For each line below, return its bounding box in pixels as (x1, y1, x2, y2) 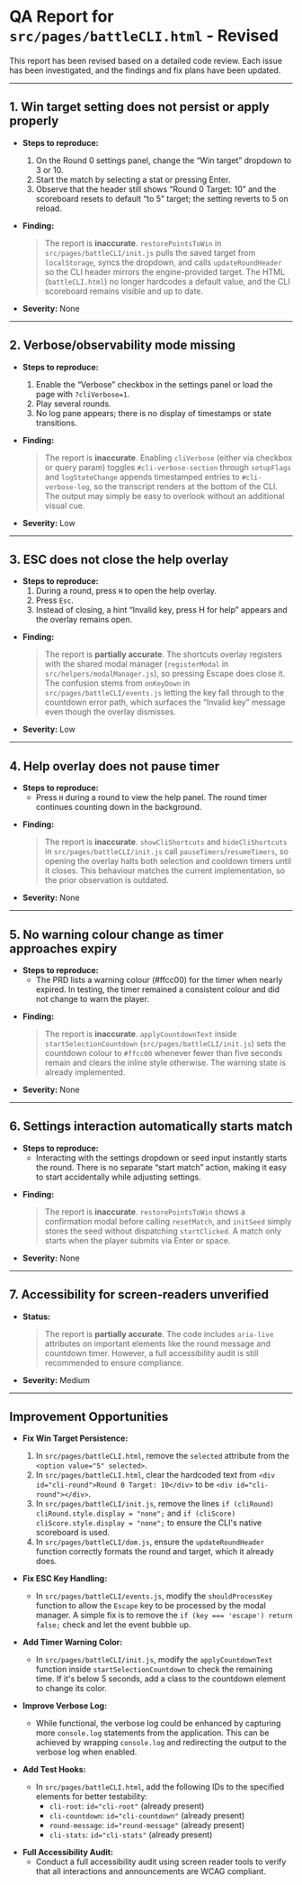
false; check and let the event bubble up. (35, 1619, 191, 1630)
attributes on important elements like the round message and (44, 1338, 271, 1349)
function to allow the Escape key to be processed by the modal (35, 1600, 267, 1611)
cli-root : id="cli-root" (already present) (49, 1800, 205, 1812)
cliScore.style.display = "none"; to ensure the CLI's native (35, 1517, 262, 1528)
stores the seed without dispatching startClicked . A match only (44, 1225, 281, 1236)
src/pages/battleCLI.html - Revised (9, 25, 279, 46)
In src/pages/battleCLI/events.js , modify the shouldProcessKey (35, 1590, 273, 1601)
